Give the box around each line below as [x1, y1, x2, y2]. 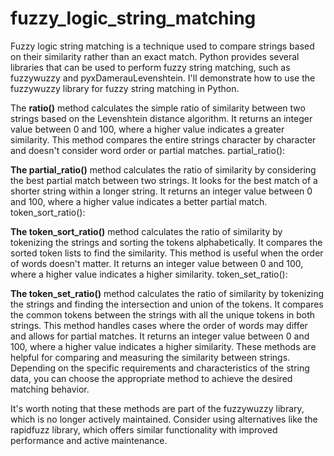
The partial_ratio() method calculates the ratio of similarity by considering [10, 163, 317, 176]
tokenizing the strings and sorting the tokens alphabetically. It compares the [10, 236, 323, 248]
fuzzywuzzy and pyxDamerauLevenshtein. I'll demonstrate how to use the [10, 72, 316, 84]
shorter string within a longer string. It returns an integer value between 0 [10, 185, 313, 197]
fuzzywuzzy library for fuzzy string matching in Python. [10, 82, 240, 94]
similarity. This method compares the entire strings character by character [10, 133, 317, 146]
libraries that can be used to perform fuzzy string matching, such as [10, 61, 291, 73]
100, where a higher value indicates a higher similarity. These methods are [10, 340, 317, 352]
